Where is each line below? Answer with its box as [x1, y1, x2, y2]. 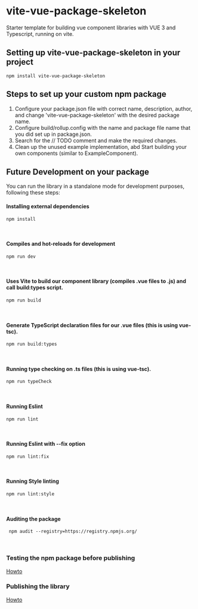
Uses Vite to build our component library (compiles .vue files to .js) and [6, 278, 187, 285]
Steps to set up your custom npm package [6, 89, 167, 99]
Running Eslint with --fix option [6, 440, 85, 447]
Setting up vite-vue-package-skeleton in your [6, 48, 181, 58]
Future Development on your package [6, 166, 150, 177]
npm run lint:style [6, 491, 55, 497]
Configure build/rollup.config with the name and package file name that [14, 124, 191, 131]
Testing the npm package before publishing [6, 554, 135, 562]
